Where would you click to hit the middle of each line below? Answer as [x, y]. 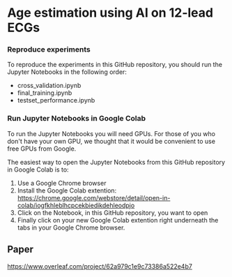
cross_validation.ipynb [49, 86]
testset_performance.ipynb [56, 100]
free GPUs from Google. [42, 149]
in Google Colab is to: [38, 170]
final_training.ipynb [45, 93]
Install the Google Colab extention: [67, 190]
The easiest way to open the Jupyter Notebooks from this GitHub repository [116, 162]
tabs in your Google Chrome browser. [71, 227]
